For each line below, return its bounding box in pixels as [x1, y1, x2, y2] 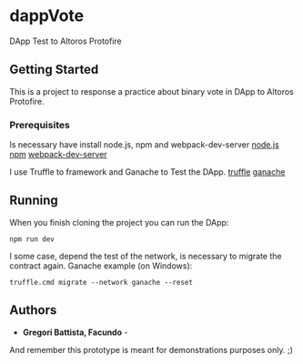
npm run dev [9, 234, 55, 244]
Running [9, 193, 59, 208]
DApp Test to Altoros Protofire [9, 35, 122, 46]
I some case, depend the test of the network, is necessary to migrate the [9, 250, 282, 261]
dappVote [9, 5, 85, 26]
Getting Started [9, 62, 99, 77]
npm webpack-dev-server [9, 149, 107, 160]
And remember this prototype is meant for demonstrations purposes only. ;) [9, 344, 293, 355]
